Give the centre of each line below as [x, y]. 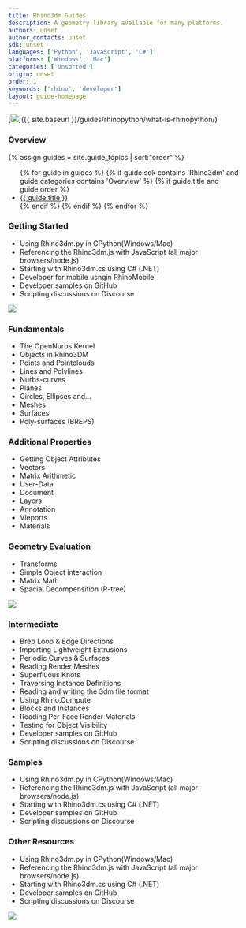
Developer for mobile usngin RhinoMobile [87, 277]
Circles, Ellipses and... [56, 397]
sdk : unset [26, 45]
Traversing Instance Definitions [70, 684]
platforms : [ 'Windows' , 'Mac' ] [60, 60]
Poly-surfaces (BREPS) [57, 422]
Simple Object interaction [61, 572]
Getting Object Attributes [60, 459]
